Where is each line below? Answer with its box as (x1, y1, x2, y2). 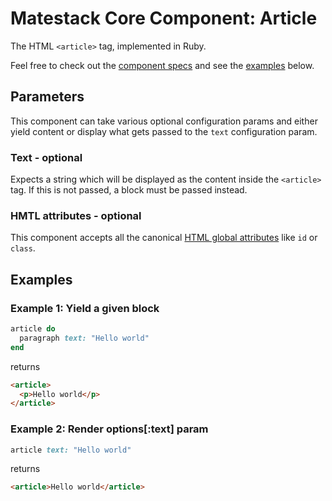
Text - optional (10, 150, 83, 164)
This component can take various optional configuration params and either (10, 115, 318, 127)
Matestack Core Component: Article (10, 7, 318, 30)
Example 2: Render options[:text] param (10, 422, 209, 436)
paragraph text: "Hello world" (19, 333, 150, 343)
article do (10, 324, 56, 334)
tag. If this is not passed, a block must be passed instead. (10, 184, 248, 196)
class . (10, 242, 36, 254)
